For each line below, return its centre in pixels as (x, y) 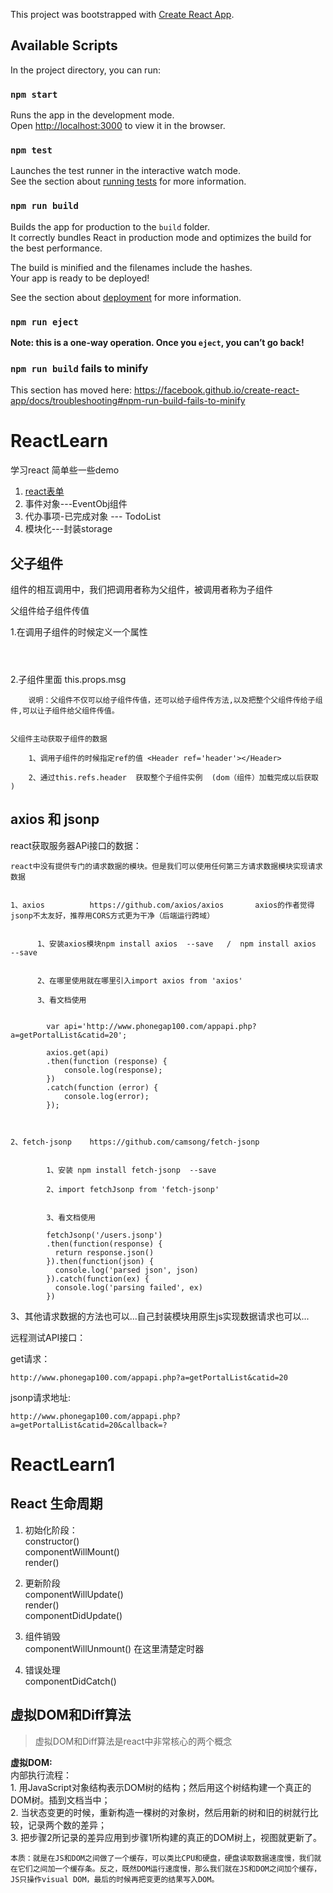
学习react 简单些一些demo (65, 470)
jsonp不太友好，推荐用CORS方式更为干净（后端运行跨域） (112, 915)
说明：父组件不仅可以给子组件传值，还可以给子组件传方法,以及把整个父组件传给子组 (175, 700)
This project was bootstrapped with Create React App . (122, 14)
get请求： (30, 1358)
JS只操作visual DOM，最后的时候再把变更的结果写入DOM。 (115, 1879)
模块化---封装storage (68, 529)
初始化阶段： (51, 1530)
